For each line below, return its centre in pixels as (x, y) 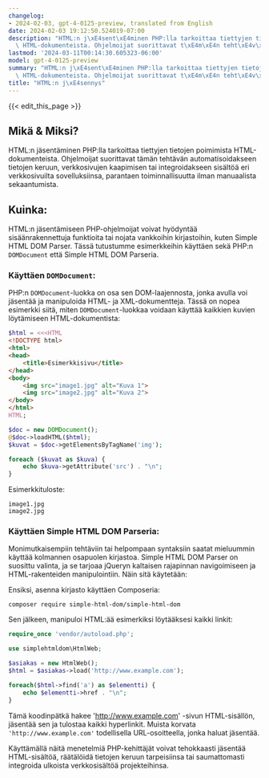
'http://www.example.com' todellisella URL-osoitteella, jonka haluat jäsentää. (134, 732)
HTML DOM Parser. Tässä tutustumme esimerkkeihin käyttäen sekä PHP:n (131, 246)
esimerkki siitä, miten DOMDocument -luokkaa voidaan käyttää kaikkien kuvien (132, 310)
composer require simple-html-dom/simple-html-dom (94, 605)
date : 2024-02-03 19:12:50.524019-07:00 (77, 31)
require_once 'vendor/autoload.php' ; (71, 634)
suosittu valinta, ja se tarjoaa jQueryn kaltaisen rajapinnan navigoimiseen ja (132, 566)
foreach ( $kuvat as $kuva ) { (57, 459)
